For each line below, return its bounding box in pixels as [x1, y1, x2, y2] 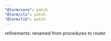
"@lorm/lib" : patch [5, 16, 46, 21]
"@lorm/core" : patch [5, 7, 48, 12]
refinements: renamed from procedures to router [5, 30, 106, 36]
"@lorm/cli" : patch [5, 12, 46, 17]
